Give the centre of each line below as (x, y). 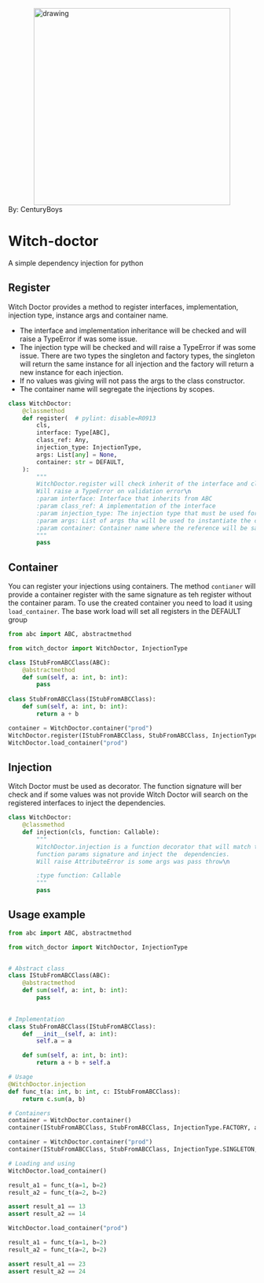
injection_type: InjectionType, (90, 448)
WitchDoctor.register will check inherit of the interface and (142, 484)
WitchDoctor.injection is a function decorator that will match (144, 846)
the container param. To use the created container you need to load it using (130, 603)
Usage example (47, 915)
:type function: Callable (79, 876)
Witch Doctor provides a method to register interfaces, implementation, (123, 307)
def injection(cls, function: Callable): (91, 832)
